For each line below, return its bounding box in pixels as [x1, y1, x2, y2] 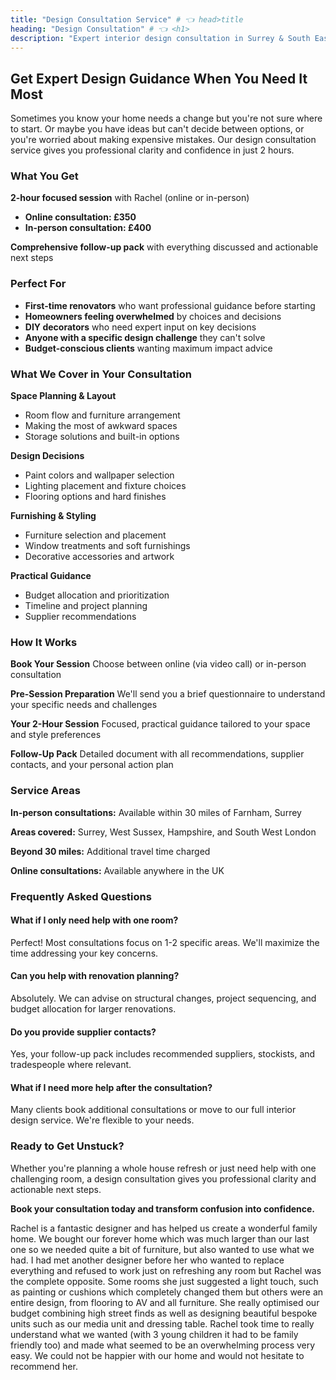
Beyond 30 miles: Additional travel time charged [10, 845, 211, 857]
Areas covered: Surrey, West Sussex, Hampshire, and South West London [10, 826, 317, 838]
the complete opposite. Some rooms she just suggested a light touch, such [10, 1275, 319, 1287]
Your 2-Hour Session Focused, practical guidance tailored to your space [10, 718, 311, 730]
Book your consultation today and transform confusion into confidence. [10, 1202, 316, 1215]
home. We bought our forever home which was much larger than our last [10, 1232, 310, 1245]
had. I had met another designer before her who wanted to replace [10, 1254, 285, 1266]
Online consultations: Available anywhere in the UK [10, 864, 225, 876]
